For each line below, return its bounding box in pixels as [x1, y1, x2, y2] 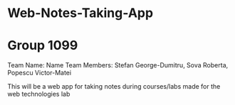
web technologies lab [7, 90, 70, 99]
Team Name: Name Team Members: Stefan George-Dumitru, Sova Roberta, [7, 61, 229, 70]
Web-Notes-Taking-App [7, 5, 154, 21]
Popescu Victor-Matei [7, 69, 72, 77]
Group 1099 [7, 38, 78, 54]
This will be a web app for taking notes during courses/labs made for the [7, 82, 221, 91]
